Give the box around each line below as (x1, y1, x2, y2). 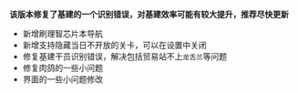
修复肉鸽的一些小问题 (22, 63, 103, 73)
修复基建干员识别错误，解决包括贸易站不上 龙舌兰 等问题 (22, 51, 228, 62)
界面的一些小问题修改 (22, 74, 103, 85)
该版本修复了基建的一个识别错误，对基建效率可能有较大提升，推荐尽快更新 (9, 9, 289, 19)
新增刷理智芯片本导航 (22, 28, 103, 39)
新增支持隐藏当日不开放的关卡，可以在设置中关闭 (22, 40, 207, 50)
